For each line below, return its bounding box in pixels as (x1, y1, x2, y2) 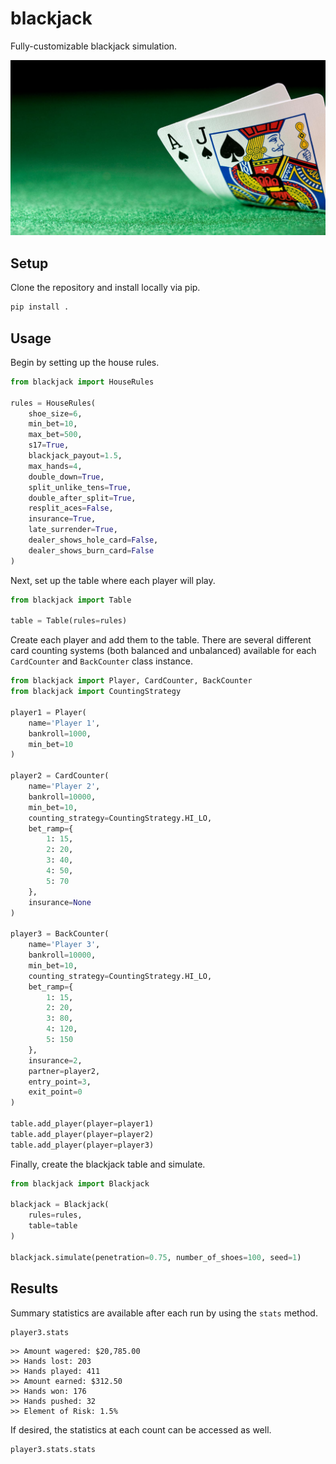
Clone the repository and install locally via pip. (10, 282, 201, 294)
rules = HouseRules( (10, 398, 97, 408)
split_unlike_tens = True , (28, 482, 132, 492)
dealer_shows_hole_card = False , (28, 535, 159, 546)
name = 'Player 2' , (28, 782, 101, 792)
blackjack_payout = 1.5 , (28, 451, 123, 461)
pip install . (10, 302, 70, 312)
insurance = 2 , (28, 1055, 83, 1066)
